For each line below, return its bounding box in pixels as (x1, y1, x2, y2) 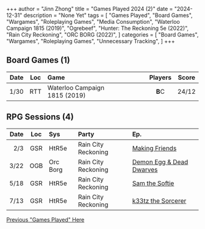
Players (149, 73, 172, 82)
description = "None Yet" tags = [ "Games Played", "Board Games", (23, 12, 193, 19)
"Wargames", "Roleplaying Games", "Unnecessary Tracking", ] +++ (6, 38, 175, 44)
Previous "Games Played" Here (6, 216, 85, 223)
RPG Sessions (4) (6, 112, 74, 122)
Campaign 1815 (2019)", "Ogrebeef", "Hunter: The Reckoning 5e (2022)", (6, 24, 189, 32)
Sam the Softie (132, 179, 174, 188)
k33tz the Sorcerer (132, 196, 187, 205)
